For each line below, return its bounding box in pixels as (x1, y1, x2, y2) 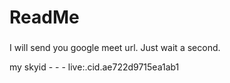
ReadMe (9, 6, 80, 29)
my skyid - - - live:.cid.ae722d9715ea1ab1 (9, 61, 180, 73)
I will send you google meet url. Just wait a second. (9, 42, 221, 54)
